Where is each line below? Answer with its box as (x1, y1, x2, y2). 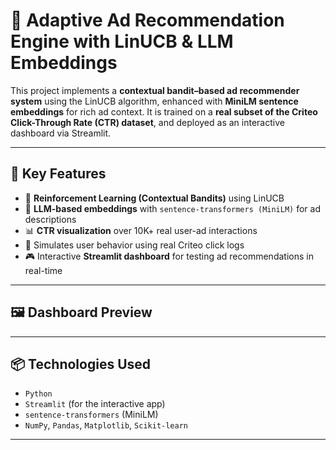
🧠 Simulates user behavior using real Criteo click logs (24, 239, 245, 251)
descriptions (24, 213, 77, 225)
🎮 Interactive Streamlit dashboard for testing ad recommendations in (24, 250, 314, 262)
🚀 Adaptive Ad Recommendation (10, 9, 285, 32)
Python (24, 389, 53, 399)
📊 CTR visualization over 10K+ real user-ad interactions (24, 224, 258, 236)
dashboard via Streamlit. (10, 127, 112, 139)
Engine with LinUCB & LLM (10, 30, 234, 53)
